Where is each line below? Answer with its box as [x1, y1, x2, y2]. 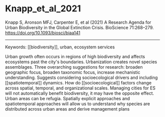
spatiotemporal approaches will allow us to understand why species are [5, 101, 150, 107]
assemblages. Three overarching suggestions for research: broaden [5, 64, 143, 70]
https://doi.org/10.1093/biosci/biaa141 [5, 30, 81, 36]
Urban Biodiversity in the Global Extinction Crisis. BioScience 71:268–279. [5, 24, 154, 30]
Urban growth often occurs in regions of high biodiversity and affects [5, 53, 145, 59]
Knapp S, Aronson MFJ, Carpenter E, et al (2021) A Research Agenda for [5, 19, 151, 25]
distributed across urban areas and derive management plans [5, 106, 130, 112]
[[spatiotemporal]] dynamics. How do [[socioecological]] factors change [5, 79, 152, 85]
